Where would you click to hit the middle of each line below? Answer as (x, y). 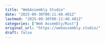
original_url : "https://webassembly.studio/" (53, 28)
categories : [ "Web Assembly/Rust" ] (42, 23)
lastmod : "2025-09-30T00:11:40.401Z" (44, 19)
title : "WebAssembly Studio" (35, 10)
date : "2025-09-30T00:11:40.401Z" (41, 14)
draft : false (19, 33)
